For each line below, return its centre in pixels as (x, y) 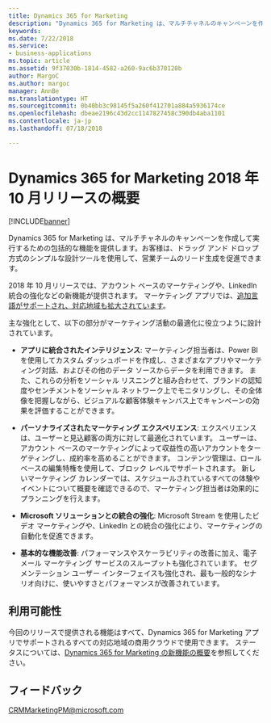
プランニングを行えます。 (62, 498)
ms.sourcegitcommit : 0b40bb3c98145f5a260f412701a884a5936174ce (117, 106)
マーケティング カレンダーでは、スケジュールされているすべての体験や (144, 478)
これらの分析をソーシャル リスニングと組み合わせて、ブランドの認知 (148, 380)
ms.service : (28, 46)
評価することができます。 (77, 410)
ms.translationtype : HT (48, 99)
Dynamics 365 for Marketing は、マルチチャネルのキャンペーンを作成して (131, 237)
